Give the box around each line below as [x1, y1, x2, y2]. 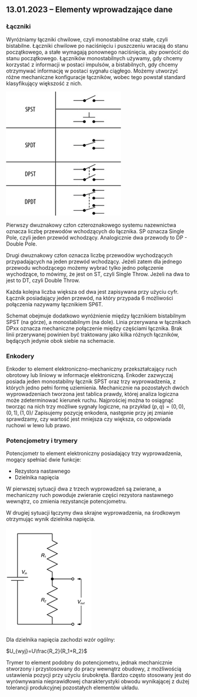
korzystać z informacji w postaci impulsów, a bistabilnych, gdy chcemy [6, 61, 178, 68]
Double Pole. [6, 240, 37, 247]
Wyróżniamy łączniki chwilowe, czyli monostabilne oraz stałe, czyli [6, 35, 168, 43]
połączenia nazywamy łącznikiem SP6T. [6, 300, 103, 307]
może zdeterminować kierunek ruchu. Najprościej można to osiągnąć [6, 397, 174, 404]
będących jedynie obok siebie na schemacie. [6, 337, 116, 344]
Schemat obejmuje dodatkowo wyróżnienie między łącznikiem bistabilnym [6, 312, 186, 319]
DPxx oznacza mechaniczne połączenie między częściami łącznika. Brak [6, 325, 182, 332]
